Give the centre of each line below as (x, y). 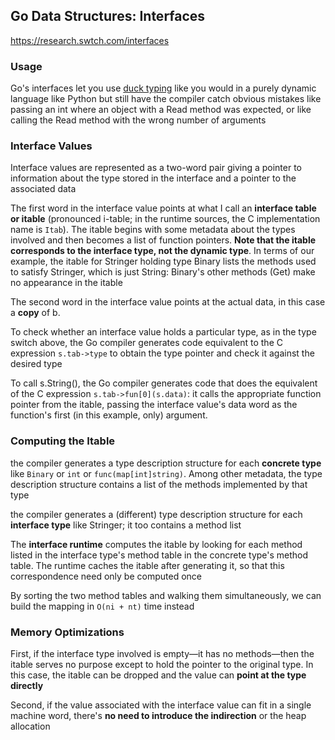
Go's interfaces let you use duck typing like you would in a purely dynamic (163, 88)
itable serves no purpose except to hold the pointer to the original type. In (162, 664)
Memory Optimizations (67, 632)
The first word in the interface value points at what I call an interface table (163, 208)
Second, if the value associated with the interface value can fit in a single (161, 705)
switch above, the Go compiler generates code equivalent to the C (146, 343)
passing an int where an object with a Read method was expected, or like (161, 110)
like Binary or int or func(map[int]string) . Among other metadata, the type (166, 473)
